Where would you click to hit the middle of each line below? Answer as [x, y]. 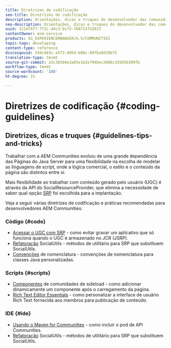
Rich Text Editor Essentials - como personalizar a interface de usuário [86, 295]
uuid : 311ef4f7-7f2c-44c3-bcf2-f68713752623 [53, 29]
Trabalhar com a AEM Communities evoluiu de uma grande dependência [81, 156]
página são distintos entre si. [35, 172]
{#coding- [138, 106]
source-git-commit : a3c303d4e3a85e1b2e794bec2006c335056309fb [73, 62]
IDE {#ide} [18, 313]
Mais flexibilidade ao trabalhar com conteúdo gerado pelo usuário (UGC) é [83, 182]
